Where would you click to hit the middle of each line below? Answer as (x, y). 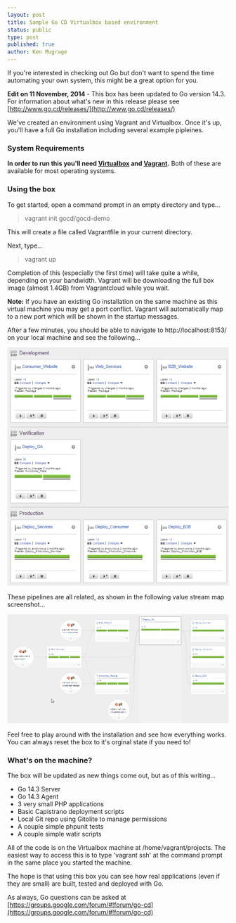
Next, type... (25, 246)
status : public (29, 30)
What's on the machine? (50, 760)
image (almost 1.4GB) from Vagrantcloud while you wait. (88, 288)
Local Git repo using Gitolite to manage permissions (92, 819)
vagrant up (40, 259)
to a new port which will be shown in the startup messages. (93, 316)
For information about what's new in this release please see (93, 101)
